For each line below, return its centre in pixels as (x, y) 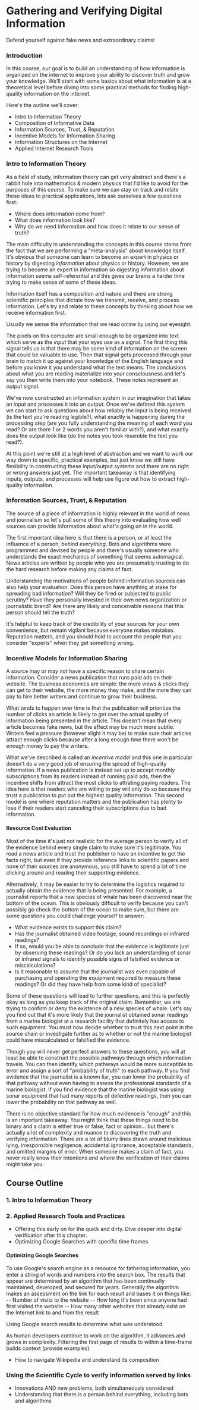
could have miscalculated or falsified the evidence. (68, 1040)
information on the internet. (57, 94)
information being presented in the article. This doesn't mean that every (94, 720)
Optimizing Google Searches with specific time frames (81, 1241)
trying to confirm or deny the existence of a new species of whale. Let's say (99, 1008)
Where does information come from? (60, 214)
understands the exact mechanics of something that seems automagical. (95, 556)
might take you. (25, 1164)
